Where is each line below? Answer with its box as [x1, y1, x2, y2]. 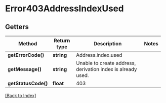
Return [53, 37, 70, 44]
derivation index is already [76, 66, 137, 72]
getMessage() [7, 66, 42, 72]
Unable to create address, [76, 60, 136, 67]
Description [93, 40, 122, 47]
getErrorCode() [7, 52, 44, 58]
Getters [5, 23, 29, 31]
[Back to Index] [5, 93, 36, 99]
